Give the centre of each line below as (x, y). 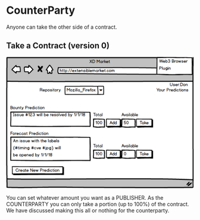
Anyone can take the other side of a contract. (62, 27)
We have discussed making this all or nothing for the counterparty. (88, 210)
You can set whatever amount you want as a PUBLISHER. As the (85, 198)
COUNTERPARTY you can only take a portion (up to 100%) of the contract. (98, 204)
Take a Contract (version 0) (58, 46)
